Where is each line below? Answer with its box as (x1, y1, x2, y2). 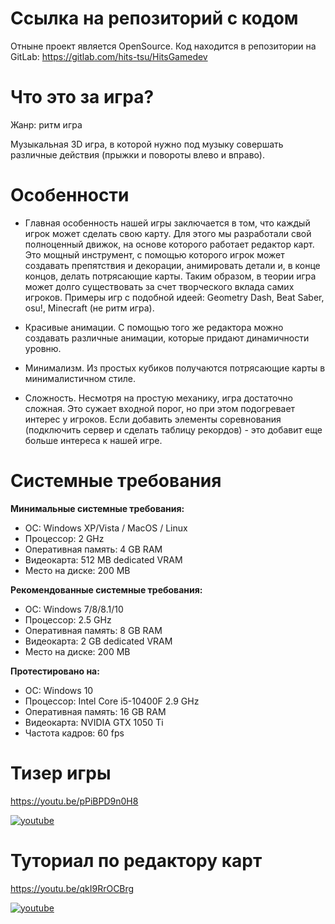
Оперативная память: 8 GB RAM (24, 624, 163, 636)
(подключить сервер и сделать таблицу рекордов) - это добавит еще (24, 423, 323, 436)
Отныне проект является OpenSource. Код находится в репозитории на (10, 40, 317, 52)
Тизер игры (10, 762, 112, 784)
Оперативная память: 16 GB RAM (24, 705, 167, 717)
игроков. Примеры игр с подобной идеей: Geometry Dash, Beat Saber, (24, 291, 325, 303)
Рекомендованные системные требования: (10, 583, 203, 596)
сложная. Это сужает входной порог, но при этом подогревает (24, 402, 296, 414)
